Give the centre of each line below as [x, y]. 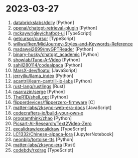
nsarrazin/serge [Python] [39, 91]
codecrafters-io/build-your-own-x [48, 112]
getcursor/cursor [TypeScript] [44, 38]
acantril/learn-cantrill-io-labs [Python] [52, 81]
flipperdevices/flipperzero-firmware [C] [54, 102]
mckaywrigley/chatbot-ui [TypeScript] [52, 33]
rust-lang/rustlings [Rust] [39, 86]
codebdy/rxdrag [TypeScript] [43, 150]
